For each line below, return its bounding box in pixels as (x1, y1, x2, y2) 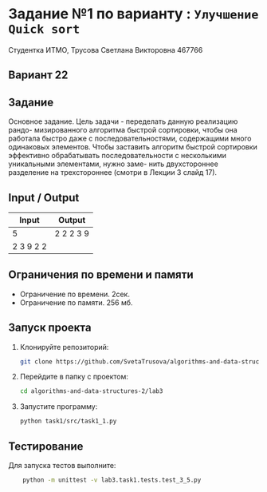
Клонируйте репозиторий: (19, 342, 109, 351)
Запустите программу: (19, 402, 98, 411)
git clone (19, 357, 53, 366)
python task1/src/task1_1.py (19, 417, 117, 426)
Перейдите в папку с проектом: (19, 372, 129, 382)
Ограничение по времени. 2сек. (19, 289, 130, 299)
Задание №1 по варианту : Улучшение (8, 5, 259, 23)
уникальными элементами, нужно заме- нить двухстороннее (8, 159, 219, 169)
